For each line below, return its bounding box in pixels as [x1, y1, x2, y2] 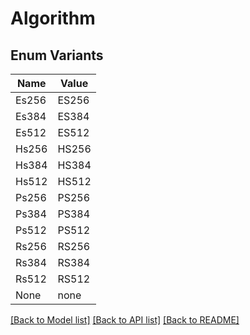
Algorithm [10, 7, 96, 30]
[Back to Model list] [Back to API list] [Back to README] [10, 314, 240, 326]
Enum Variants [10, 47, 104, 64]
